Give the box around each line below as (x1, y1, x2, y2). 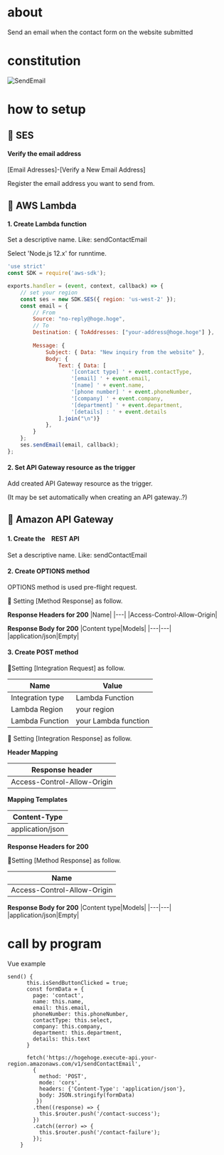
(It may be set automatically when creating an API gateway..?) (7, 493, 188, 501)
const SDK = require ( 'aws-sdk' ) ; (7, 270, 107, 277)
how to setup (7, 101, 87, 117)
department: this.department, (33, 1029, 122, 1036)
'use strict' (7, 263, 46, 271)
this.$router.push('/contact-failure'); (38, 1129, 161, 1136)
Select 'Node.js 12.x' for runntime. (7, 249, 107, 258)
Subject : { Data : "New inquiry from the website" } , (45, 348, 205, 356)
